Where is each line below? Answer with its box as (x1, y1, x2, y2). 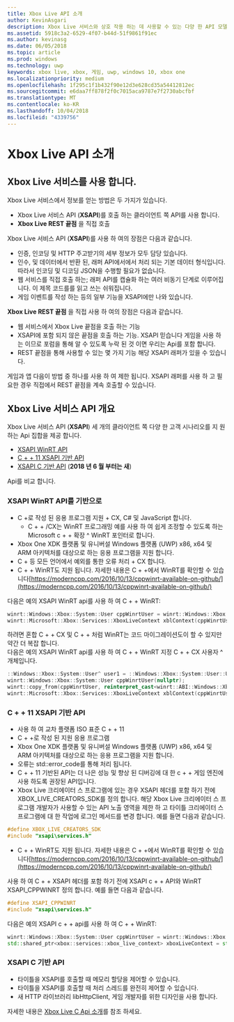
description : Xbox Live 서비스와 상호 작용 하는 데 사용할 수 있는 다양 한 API (7, 23, 215, 30)
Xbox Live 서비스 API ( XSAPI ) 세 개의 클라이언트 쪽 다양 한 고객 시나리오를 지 (7, 422, 218, 431)
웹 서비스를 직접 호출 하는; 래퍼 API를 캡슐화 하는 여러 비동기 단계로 (17, 275, 200, 283)
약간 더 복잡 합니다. (7, 639, 59, 648)
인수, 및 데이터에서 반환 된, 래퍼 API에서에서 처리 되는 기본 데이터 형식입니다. (17, 257, 226, 266)
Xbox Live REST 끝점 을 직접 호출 (17, 219, 110, 227)
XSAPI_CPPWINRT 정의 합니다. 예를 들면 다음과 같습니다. (7, 886, 164, 894)
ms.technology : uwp (7, 62, 64, 69)
